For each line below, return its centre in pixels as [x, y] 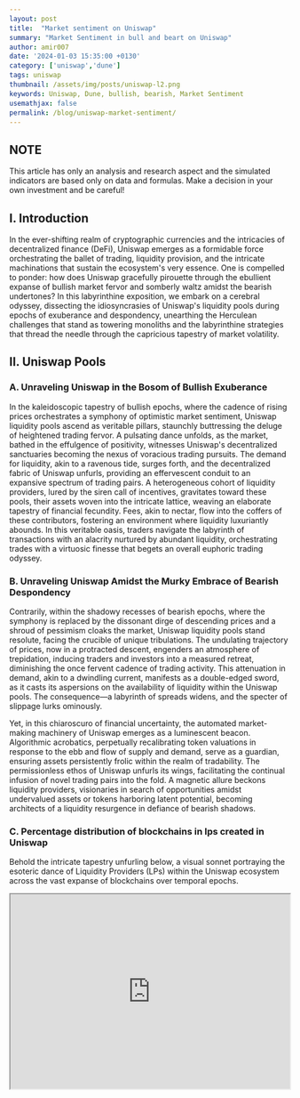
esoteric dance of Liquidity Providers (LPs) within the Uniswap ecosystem [144, 871]
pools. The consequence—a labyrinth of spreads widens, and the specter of [149, 696]
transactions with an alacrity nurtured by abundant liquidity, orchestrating [143, 539]
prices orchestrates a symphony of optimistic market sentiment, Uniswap [143, 416]
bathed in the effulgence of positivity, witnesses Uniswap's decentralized [143, 444]
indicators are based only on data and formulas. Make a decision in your [141, 181]
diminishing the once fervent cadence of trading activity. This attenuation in [147, 668]
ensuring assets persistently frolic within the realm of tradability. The [134, 761]
